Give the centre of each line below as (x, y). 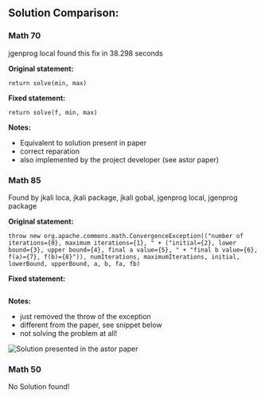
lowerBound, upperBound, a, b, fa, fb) (74, 263)
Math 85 (25, 180)
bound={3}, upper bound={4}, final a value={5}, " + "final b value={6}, (133, 250)
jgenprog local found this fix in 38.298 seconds (86, 53)
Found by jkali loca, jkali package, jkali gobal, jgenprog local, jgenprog (123, 197)
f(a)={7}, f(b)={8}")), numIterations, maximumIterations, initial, (124, 257)
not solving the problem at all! (68, 333)
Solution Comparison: (64, 13)
